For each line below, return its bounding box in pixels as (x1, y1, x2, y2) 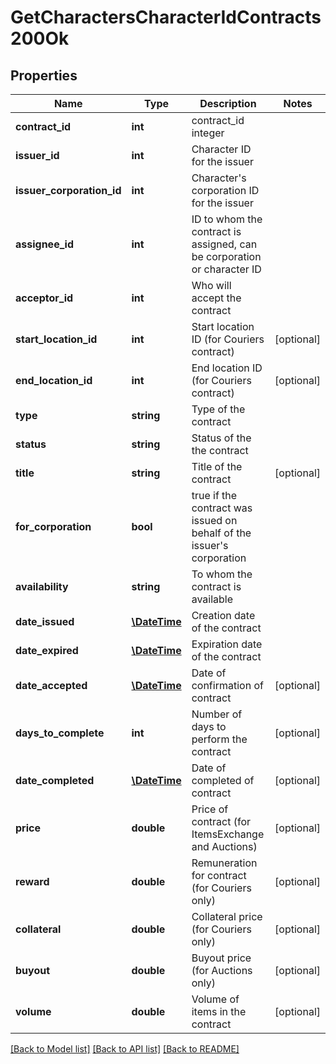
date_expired (15, 644, 79, 657)
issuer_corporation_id (15, 184, 122, 197)
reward (15, 875, 50, 888)
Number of (191, 707, 243, 721)
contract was (191, 501, 253, 515)
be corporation (191, 250, 262, 263)
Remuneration (191, 856, 258, 870)
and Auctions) (191, 840, 258, 853)
